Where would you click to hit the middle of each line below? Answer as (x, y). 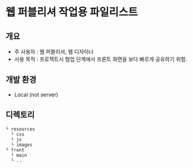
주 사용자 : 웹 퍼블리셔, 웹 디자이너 (54, 52)
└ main (19, 155)
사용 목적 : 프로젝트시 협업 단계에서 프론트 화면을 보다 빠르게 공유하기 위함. (101, 59)
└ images (22, 145)
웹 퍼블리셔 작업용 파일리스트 (72, 12)
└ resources (20, 129)
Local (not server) (36, 94)
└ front (15, 150)
